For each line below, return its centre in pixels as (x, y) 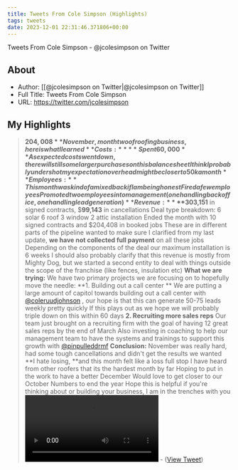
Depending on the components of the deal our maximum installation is (128, 247)
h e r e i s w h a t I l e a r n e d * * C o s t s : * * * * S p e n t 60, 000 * (105, 149)
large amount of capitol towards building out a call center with (115, 293)
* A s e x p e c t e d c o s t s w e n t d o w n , (70, 157)
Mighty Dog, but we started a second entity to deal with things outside (128, 263)
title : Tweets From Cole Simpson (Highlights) (77, 14)
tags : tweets (27, 21)
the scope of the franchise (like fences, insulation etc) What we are (123, 270)
